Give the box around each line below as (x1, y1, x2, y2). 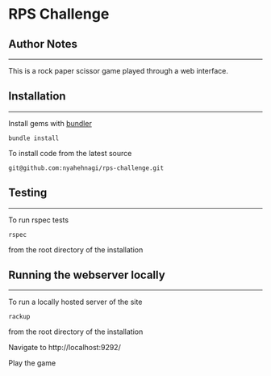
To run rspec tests (8, 215, 69, 225)
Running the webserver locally (8, 268, 165, 282)
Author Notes (8, 37, 78, 51)
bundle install (8, 134, 60, 142)
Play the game (8, 358, 56, 368)
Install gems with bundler (8, 118, 93, 128)
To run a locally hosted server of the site (8, 297, 143, 307)
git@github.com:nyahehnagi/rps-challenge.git (8, 163, 164, 172)
